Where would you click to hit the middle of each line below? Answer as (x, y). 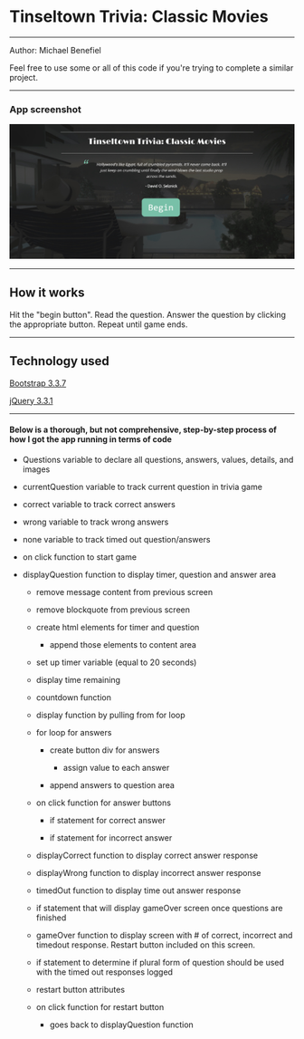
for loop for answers (74, 732)
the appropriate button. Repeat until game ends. (99, 324)
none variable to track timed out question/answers (116, 539)
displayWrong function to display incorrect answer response (148, 872)
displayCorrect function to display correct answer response (147, 855)
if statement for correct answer (107, 820)
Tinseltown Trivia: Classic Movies (139, 17)
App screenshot (45, 109)
